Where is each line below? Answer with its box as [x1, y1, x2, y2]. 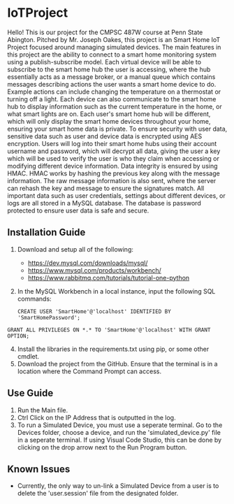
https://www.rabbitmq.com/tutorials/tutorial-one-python [27, 273, 190, 282]
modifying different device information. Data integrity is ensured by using [7, 161, 218, 170]
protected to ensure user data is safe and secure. [7, 206, 149, 215]
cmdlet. [17, 352, 40, 361]
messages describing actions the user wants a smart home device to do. [7, 80, 217, 88]
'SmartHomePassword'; [17, 314, 80, 321]
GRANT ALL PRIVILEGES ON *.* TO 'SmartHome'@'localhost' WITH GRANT [7, 326, 211, 333]
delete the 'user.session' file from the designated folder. [17, 489, 179, 498]
